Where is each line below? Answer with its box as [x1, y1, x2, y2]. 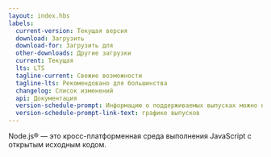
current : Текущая [15, 57, 74, 65]
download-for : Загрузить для [15, 42, 114, 50]
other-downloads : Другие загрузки [15, 49, 131, 57]
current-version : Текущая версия [15, 27, 128, 35]
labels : [8, 19, 35, 27]
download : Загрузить [15, 34, 85, 43]
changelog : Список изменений [15, 86, 114, 95]
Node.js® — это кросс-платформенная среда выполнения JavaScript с [8, 131, 252, 141]
